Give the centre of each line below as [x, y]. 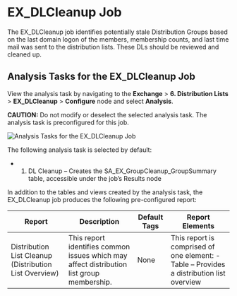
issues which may [98, 255]
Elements [199, 225]
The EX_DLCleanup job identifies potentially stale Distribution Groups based [117, 32]
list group [84, 273]
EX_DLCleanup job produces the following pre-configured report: [102, 199]
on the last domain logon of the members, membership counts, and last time [118, 39]
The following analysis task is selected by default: [80, 150]
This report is [193, 237]
